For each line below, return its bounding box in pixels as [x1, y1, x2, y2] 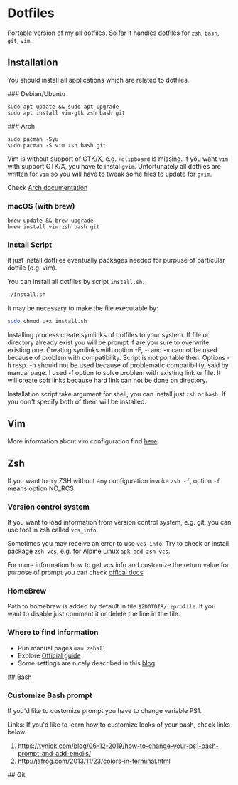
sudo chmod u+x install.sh [7, 318, 87, 325]
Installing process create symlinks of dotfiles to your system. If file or [7, 331, 210, 339]
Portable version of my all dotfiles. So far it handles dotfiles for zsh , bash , [7, 28, 220, 37]
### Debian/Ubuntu [7, 89, 66, 98]
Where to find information [7, 628, 99, 638]
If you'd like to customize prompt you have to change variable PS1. [7, 706, 202, 715]
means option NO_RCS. [7, 484, 76, 492]
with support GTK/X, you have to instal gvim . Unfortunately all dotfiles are [7, 162, 222, 170]
